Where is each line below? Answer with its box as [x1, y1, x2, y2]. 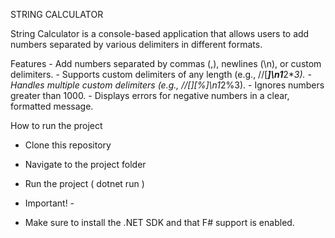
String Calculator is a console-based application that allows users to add [10, 28, 310, 39]
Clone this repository [24, 139, 112, 151]
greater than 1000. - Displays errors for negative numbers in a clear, [10, 90, 290, 101]
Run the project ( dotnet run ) [24, 178, 145, 189]
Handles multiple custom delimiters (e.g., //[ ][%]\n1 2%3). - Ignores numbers [10, 79, 325, 91]
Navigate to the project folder [24, 159, 147, 170]
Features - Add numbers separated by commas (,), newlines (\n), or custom [10, 58, 322, 69]
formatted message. [10, 100, 94, 112]
